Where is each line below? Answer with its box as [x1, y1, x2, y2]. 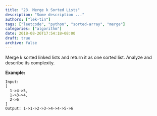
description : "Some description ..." [5, 12, 85, 17]
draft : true [5, 36, 30, 41]
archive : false [5, 41, 37, 46]
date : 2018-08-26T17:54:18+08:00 [5, 31, 76, 36]
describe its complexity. [5, 59, 55, 66]
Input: [5, 79, 19, 84]
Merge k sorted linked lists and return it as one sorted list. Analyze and [5, 54, 152, 60]
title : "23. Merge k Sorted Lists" [5, 7, 80, 13]
